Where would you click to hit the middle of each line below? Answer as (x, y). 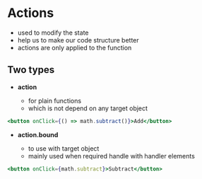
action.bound (38, 134)
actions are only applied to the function (75, 47)
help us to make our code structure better (78, 40)
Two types (31, 70)
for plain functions (55, 100)
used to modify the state (53, 33)
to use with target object (64, 148)
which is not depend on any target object (88, 108)
